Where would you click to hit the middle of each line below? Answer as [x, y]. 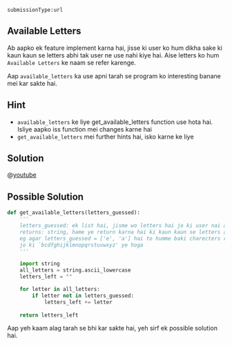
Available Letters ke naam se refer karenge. [71, 62]
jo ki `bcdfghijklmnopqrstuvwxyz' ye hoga [81, 245]
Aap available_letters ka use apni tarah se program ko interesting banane [114, 76]
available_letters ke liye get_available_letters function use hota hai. [115, 122]
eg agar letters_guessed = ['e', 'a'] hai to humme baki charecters [120, 238]
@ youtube [22, 175]
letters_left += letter [78, 302]
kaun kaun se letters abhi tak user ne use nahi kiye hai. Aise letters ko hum [113, 55]
